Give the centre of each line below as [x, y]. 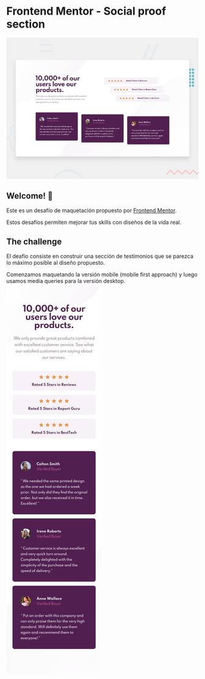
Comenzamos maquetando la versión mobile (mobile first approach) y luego [102, 275]
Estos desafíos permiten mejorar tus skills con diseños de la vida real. [94, 222]
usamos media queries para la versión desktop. [66, 281]
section [26, 24]
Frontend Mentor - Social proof [86, 11]
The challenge [34, 241]
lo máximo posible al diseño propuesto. [56, 263]
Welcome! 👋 [30, 196]
